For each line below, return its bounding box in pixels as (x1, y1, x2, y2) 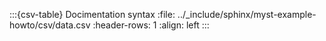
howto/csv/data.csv (9, 19, 91, 31)
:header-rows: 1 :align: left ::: (92, 19, 210, 31)
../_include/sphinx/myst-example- (177, 9, 317, 20)
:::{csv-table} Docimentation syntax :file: (9, 9, 176, 20)
